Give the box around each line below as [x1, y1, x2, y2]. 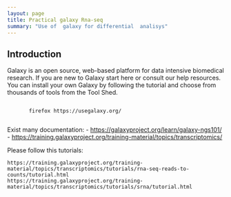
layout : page [7, 10, 45, 17]
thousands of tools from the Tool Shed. [7, 89, 119, 97]
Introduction [7, 48, 62, 60]
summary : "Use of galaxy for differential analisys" [7, 23, 168, 30]
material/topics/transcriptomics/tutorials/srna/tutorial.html [7, 183, 193, 191]
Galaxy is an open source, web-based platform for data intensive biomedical [7, 67, 224, 75]
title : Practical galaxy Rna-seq [7, 16, 103, 23]
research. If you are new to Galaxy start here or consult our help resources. [7, 73, 221, 82]
